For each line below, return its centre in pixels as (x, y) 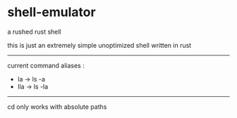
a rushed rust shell (34, 32)
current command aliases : (46, 65)
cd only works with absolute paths (57, 107)
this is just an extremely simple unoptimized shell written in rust (99, 45)
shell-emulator (52, 12)
